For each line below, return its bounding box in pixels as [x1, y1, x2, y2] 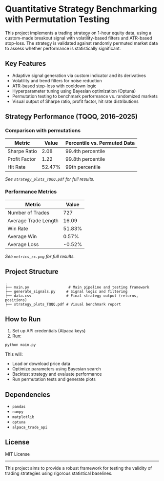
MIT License [5, 451, 30, 457]
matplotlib [12, 415, 35, 420]
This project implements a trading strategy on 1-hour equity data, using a [5, 30, 152, 36]
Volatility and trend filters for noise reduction [12, 77, 102, 83]
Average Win [7, 233, 37, 240]
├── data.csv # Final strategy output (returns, [5, 293, 139, 298]
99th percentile [65, 164, 101, 171]
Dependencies [5, 390, 50, 399]
